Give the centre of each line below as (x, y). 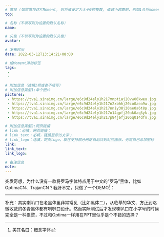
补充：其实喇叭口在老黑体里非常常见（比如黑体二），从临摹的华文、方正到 (79, 202)
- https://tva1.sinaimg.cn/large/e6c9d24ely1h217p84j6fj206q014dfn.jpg (82, 117)
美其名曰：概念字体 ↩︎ (34, 230)
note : (10, 167)
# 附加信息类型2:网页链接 (28, 126)
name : (10, 27)
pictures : (15, 95)
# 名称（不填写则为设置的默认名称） (36, 23)
